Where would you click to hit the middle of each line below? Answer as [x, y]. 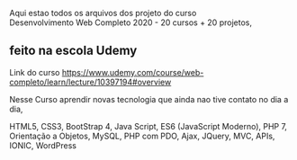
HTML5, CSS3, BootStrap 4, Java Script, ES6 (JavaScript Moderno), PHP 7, [148, 126]
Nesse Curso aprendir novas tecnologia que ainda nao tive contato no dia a [149, 99]
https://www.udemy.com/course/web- [133, 72]
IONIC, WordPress [43, 145]
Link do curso [35, 72]
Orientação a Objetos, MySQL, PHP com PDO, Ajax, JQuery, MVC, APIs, [142, 136]
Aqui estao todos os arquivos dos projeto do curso [103, 13]
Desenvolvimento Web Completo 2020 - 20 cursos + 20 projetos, [130, 22]
